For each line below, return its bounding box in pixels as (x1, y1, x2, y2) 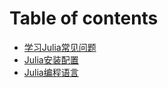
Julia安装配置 (23, 53, 79, 66)
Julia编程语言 (23, 66, 79, 78)
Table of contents (9, 7, 159, 30)
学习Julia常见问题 (23, 41, 97, 53)
